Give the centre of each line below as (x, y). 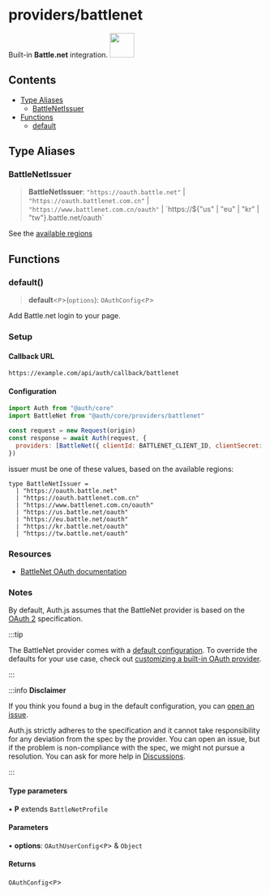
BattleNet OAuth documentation (73, 571)
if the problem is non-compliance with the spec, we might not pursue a (127, 748)
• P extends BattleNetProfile (58, 809)
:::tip (16, 634)
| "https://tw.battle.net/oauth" (72, 534)
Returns (22, 864)
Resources (30, 554)
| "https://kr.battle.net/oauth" (72, 526)
